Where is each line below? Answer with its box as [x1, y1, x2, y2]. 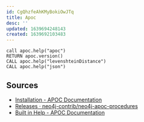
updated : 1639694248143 [6, 25, 66, 32]
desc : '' [6, 20, 28, 26]
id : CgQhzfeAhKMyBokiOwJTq [6, 8, 74, 15]
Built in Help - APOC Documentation [14, 109, 105, 116]
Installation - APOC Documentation [14, 96, 102, 103]
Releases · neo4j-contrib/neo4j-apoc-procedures [14, 102, 139, 109]
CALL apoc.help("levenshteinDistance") [6, 59, 107, 65]
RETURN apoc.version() [6, 53, 63, 59]
